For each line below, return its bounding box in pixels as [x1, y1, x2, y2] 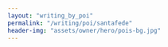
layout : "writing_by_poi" [7, 11, 93, 20]
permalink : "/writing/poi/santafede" [7, 19, 133, 27]
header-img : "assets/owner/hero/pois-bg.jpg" [7, 26, 161, 34]
